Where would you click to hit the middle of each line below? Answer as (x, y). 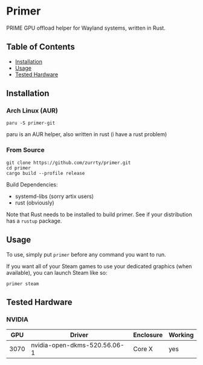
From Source (25, 150)
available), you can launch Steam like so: (57, 272)
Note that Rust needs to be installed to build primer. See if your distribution (99, 214)
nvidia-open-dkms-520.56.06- (78, 345)
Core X (143, 349)
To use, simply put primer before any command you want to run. (86, 254)
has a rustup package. (34, 221)
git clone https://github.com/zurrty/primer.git (69, 163)
